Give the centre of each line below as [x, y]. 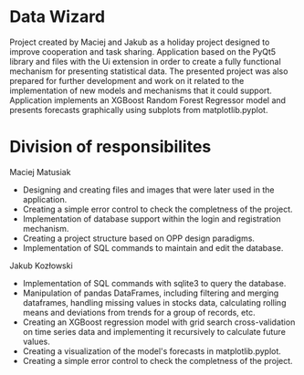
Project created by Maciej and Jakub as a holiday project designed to [140, 42]
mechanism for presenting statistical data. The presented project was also [149, 71]
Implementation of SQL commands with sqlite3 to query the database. [154, 283]
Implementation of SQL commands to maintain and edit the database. [153, 247]
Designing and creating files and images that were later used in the [148, 190]
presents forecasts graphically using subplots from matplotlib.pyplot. [139, 109]
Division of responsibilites [110, 147]
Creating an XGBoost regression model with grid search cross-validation [159, 322]
